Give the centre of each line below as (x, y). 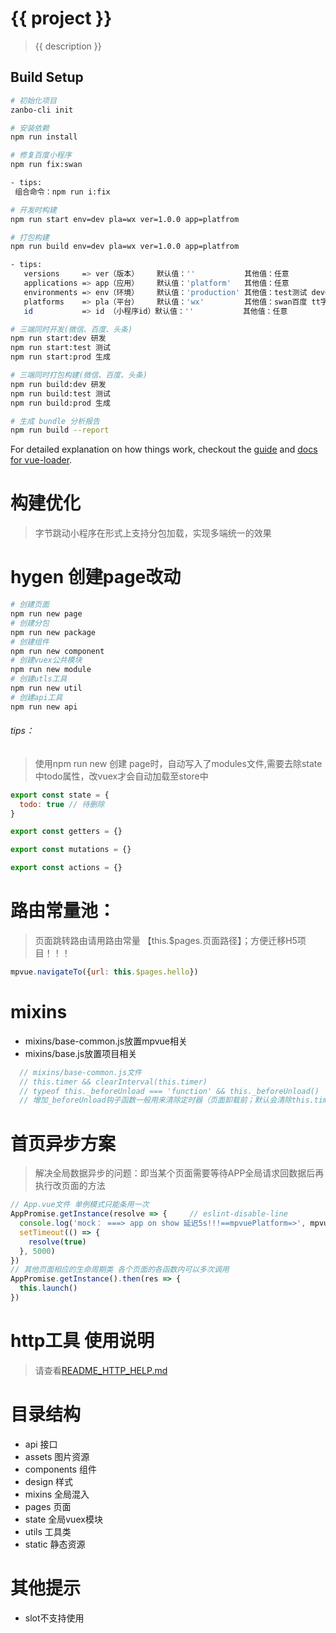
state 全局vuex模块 (63, 1519)
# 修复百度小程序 (41, 155)
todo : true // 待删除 (62, 804)
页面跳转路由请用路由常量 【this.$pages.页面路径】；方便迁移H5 (166, 941)
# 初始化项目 (33, 100)
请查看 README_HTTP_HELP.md (101, 1370)
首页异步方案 (63, 1143)
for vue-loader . (41, 460)
